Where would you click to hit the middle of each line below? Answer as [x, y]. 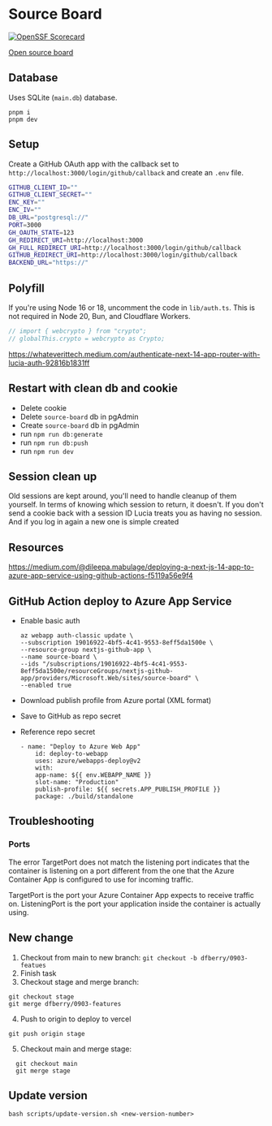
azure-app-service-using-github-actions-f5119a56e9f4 [101, 576]
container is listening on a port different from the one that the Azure [121, 870]
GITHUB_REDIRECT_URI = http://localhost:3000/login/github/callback [123, 255]
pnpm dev [23, 119]
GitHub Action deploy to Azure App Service [120, 601]
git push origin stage [47, 1033]
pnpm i [19, 112]
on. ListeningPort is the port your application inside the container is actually [135, 904]
